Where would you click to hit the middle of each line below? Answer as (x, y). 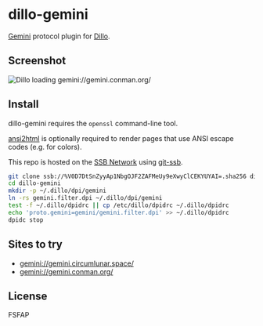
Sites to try (35, 244)
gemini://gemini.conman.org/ (66, 271)
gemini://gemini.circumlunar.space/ (77, 263)
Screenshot (37, 61)
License (28, 296)
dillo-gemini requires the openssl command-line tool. (93, 123)
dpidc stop (26, 220)
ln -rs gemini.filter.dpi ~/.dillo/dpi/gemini (85, 198)
